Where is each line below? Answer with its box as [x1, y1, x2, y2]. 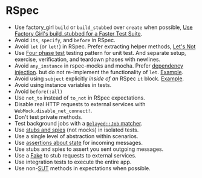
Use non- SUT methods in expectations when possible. [14, 164, 151, 172]
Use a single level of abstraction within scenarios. [14, 132, 138, 139]
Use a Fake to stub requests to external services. [14, 151, 137, 159]
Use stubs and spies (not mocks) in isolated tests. [14, 126, 139, 133]
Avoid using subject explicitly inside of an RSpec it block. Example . [14, 75, 184, 82]
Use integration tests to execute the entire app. [14, 158, 132, 165]
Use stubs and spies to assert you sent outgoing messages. [14, 145, 164, 153]
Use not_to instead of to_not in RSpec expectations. [14, 94, 146, 101]
